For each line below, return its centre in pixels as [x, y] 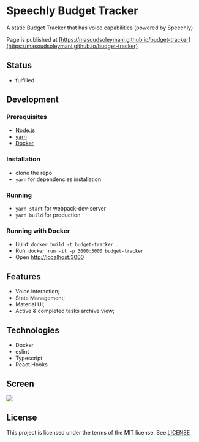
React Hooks [31, 364]
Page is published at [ [34, 39]
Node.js [25, 130]
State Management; [40, 298]
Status [19, 65]
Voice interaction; [37, 292]
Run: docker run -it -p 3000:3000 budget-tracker [79, 251]
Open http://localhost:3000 [50, 257]
